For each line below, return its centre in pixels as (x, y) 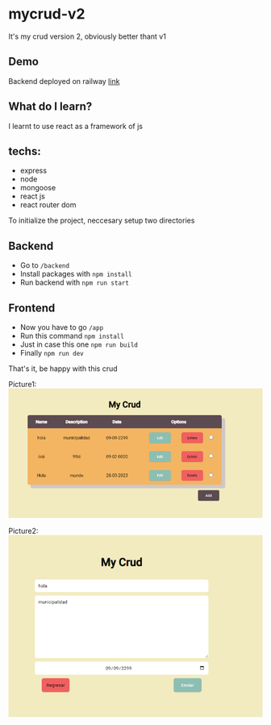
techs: (25, 151)
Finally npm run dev (52, 353)
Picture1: (23, 384)
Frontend (32, 308)
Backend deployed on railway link (64, 81)
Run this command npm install (72, 336)
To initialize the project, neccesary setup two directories (102, 221)
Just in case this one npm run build (79, 344)
